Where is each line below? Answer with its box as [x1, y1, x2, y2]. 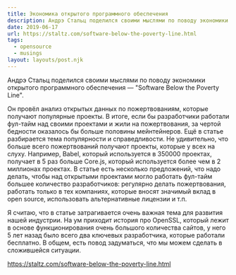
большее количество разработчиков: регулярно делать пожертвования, [7, 180, 227, 188]
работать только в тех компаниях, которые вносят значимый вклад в [7, 187, 216, 195]
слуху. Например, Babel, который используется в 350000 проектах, [7, 149, 213, 158]
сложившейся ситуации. [7, 245, 81, 254]
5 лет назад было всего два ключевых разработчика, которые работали [7, 230, 225, 239]
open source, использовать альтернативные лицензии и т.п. [7, 194, 187, 203]
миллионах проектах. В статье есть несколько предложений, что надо [7, 164, 221, 173]
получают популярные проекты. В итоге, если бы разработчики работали [7, 112, 230, 120]
